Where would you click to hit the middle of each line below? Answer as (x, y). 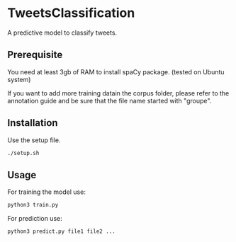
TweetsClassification (71, 13)
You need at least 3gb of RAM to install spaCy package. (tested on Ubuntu (116, 71)
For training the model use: (47, 192)
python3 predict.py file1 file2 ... (61, 231)
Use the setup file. (34, 140)
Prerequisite (35, 55)
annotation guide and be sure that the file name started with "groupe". (109, 100)
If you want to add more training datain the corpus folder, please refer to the (118, 93)
